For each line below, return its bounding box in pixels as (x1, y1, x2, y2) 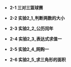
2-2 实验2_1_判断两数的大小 (9, 15, 65, 21)
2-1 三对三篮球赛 (9, 5, 43, 10)
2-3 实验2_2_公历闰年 (9, 25, 53, 31)
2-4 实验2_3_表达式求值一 (9, 36, 62, 42)
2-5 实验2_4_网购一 (9, 46, 50, 52)
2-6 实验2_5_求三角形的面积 (9, 57, 66, 63)
